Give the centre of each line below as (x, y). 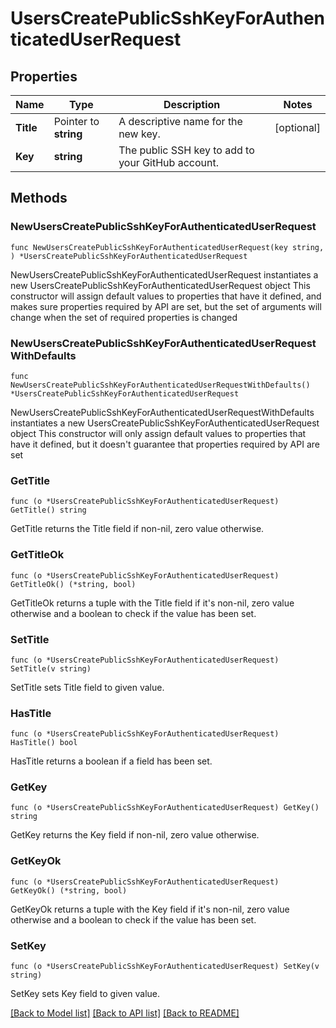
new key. (139, 134)
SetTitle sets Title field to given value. (87, 687)
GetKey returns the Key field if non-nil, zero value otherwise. (135, 835)
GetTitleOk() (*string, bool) (73, 584)
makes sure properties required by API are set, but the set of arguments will (166, 306)
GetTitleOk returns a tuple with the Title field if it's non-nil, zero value (152, 603)
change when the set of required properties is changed (124, 317)
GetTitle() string (48, 510)
